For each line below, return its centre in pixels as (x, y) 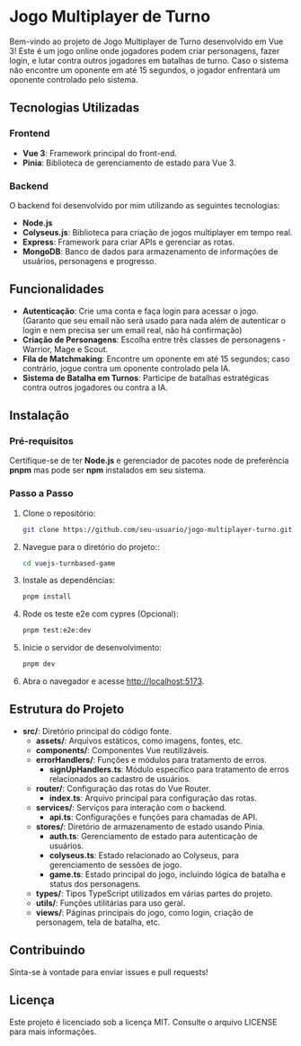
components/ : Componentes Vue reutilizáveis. (122, 750)
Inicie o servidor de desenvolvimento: (92, 648)
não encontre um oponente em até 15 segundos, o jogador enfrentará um (145, 70)
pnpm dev (39, 664)
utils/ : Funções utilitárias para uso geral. (111, 903)
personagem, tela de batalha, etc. (98, 922)
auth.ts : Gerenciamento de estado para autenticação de (153, 836)
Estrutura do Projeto (67, 709)
